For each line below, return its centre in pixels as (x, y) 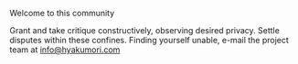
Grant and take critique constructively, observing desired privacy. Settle (145, 30)
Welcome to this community (62, 13)
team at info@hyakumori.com (65, 50)
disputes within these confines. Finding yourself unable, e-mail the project (149, 40)
